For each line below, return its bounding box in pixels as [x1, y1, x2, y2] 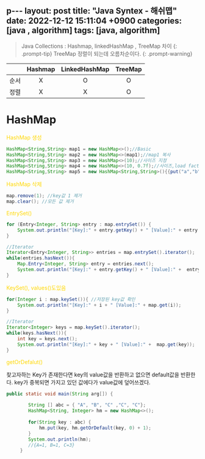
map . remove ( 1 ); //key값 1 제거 [6, 193, 82, 199]
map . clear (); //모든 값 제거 [6, 198, 74, 204]
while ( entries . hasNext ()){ [6, 255, 75, 261]
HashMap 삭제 [6, 181, 42, 188]
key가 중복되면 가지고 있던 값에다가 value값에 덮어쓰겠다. [14, 378, 151, 386]
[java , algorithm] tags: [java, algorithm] [6, 25, 160, 35]
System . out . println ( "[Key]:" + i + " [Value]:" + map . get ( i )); [17, 302, 182, 308]
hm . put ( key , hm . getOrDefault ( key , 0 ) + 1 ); [38, 425, 151, 431]
